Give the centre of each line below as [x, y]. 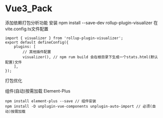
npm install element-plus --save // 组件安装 [51, 101]
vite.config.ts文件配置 [27, 29]
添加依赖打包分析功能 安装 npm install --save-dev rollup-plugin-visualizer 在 [81, 23]
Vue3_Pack [29, 9]
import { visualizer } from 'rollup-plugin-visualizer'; [64, 38]
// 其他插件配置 [37, 52]
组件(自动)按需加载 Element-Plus [38, 91]
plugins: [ [25, 47]
